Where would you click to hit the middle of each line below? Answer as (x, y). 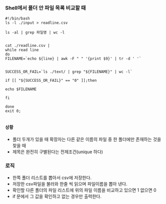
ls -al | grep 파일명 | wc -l (35, 33)
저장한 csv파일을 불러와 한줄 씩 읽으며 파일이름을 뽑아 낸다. (70, 184)
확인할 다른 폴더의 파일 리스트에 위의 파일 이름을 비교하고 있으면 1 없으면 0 (84, 190)
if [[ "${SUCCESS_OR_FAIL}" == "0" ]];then (51, 81)
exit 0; (13, 111)
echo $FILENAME (21, 89)
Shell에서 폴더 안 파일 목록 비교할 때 (46, 7)
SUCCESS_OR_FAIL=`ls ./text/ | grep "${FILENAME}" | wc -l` (69, 72)
